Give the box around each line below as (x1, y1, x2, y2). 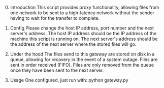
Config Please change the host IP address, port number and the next (10, 25, 154, 31)
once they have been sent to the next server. (10, 67, 104, 73)
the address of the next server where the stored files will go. (10, 41, 137, 47)
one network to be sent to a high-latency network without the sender (10, 10, 155, 16)
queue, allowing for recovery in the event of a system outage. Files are (10, 56, 158, 63)
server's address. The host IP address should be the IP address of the (10, 31, 156, 36)
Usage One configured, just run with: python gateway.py (10, 77, 128, 83)
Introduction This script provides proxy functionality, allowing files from (10, 5, 159, 10)
